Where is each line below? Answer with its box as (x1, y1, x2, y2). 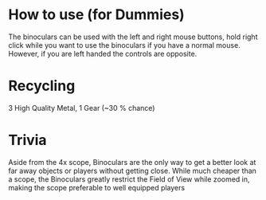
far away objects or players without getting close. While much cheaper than (8, 166, 257, 175)
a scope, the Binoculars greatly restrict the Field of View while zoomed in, (8, 174, 250, 184)
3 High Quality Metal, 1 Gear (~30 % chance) (8, 103, 155, 112)
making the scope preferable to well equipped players (8, 182, 186, 192)
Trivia (8, 131, 47, 149)
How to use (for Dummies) (8, 6, 185, 24)
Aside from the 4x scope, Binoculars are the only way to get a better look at (8, 157, 256, 167)
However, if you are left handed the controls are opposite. (8, 49, 198, 58)
